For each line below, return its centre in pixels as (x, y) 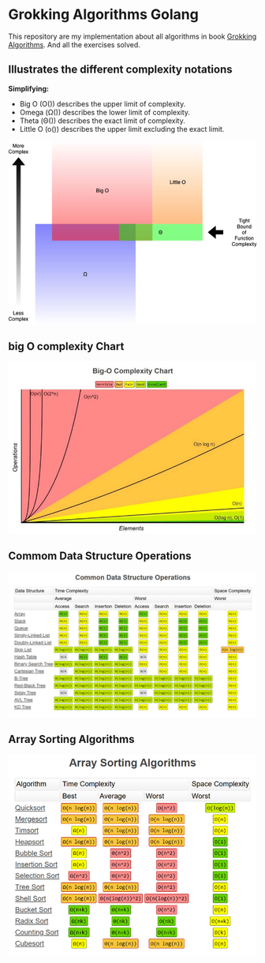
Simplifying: (29, 88)
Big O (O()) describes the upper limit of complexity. (103, 103)
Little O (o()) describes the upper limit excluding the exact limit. (122, 129)
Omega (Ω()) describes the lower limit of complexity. (105, 112)
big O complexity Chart (66, 347)
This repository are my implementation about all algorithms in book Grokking (132, 36)
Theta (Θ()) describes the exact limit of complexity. (102, 121)
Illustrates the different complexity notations (120, 70)
